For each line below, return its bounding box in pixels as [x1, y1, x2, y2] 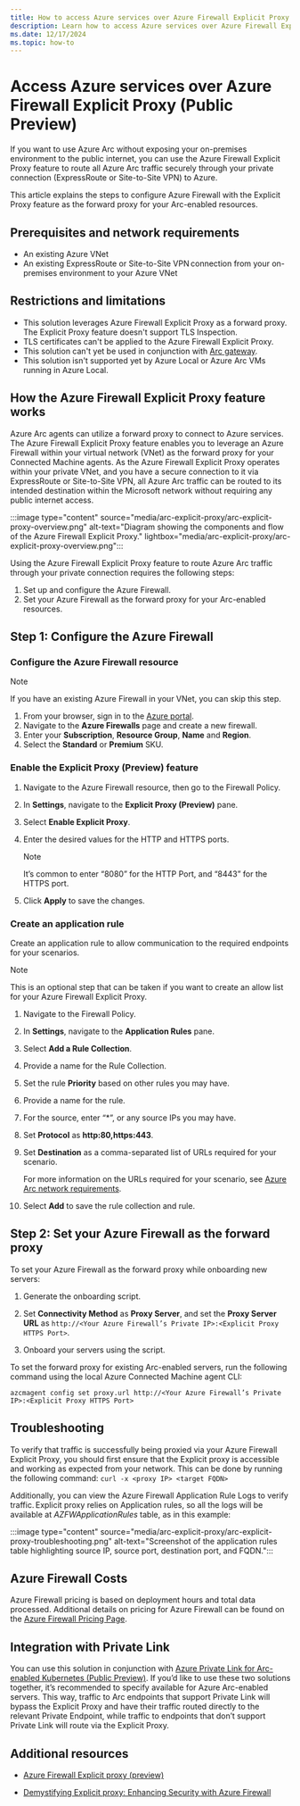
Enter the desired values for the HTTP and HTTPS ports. [22, 834, 230, 845]
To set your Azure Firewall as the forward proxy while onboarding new [10, 1264, 268, 1275]
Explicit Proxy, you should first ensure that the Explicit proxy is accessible [10, 1453, 280, 1464]
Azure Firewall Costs [10, 1570, 128, 1585]
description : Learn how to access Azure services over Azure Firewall [10, 21, 278, 30]
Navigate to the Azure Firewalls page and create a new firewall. [22, 720, 257, 731]
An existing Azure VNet [22, 249, 109, 259]
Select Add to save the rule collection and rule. [22, 1200, 195, 1211]
